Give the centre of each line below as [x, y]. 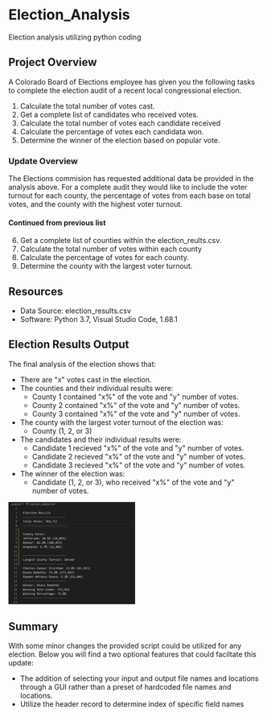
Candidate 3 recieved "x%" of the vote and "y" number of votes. [139, 465]
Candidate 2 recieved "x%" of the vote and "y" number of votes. [139, 456]
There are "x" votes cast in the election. [86, 379]
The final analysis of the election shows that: [82, 364]
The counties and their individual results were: [97, 388]
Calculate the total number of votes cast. [87, 105]
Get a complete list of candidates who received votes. [109, 114]
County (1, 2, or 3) [62, 431]
